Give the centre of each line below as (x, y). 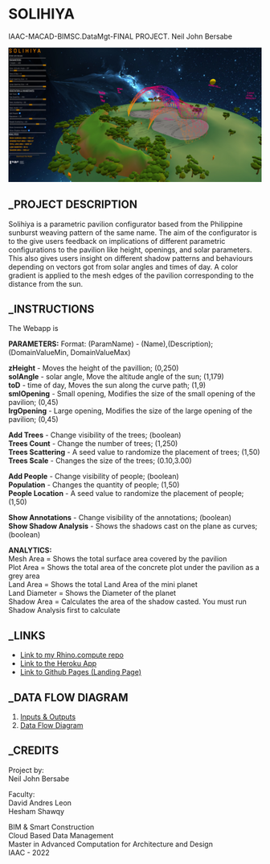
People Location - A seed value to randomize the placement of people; (126, 494)
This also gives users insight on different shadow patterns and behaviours (131, 258)
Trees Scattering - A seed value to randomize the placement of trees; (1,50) (134, 453)
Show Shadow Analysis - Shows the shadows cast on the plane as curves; (133, 526)
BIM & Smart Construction (51, 827)
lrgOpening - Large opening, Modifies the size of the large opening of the (131, 411)
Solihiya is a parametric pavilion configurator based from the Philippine (126, 224)
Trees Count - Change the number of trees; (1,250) (93, 444)
